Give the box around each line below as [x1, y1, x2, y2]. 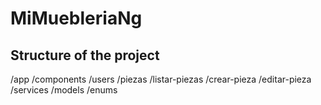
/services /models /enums [10, 84, 118, 96]
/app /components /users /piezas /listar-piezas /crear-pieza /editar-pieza [10, 73, 312, 85]
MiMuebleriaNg [10, 7, 143, 30]
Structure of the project [10, 47, 160, 64]
